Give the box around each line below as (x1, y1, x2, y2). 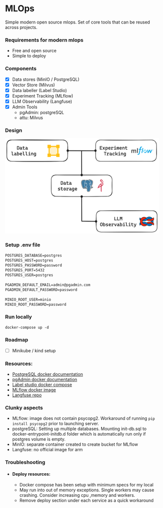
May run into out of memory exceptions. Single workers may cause (19, 487, 155, 493)
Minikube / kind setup (12, 347, 56, 353)
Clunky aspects (5, 404, 43, 411)
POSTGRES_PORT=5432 (5, 268, 45, 273)
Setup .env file (5, 241, 41, 248)
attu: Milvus (19, 115, 43, 121)
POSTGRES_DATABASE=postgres (5, 253, 62, 258)
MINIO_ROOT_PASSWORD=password (5, 302, 67, 307)
